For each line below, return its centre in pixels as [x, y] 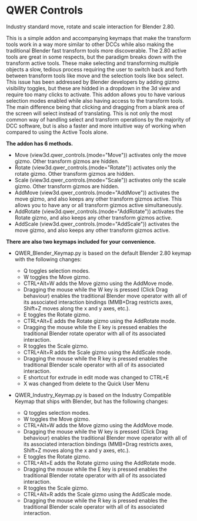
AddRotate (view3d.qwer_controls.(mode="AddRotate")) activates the [99, 211]
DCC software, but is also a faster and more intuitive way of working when [96, 126]
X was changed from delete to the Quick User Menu [86, 384]
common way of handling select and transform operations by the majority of [98, 119]
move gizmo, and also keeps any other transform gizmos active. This [98, 199]
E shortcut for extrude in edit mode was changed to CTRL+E [96, 377]
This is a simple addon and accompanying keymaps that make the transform [98, 38]
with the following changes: [48, 259]
